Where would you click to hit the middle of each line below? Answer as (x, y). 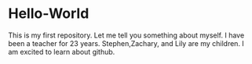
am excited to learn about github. (62, 52)
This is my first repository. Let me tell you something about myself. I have (126, 35)
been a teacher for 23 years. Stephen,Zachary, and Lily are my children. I (126, 43)
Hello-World (49, 14)
